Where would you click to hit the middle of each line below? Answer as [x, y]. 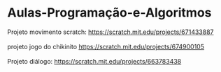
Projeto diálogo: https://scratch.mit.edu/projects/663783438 [94, 61]
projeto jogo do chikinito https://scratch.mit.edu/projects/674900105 [106, 46]
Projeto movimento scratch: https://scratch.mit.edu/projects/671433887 [110, 32]
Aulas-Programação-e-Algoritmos [109, 13]
